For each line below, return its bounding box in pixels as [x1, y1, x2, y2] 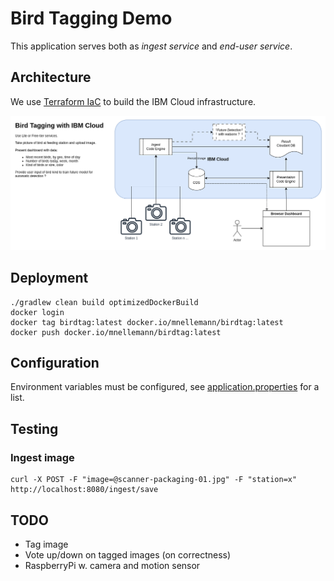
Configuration [10, 355, 100, 372]
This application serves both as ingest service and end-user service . [10, 40, 293, 52]
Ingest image [10, 450, 75, 464]
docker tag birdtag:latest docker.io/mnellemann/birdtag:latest [10, 317, 284, 327]
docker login [10, 307, 65, 317]
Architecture [10, 69, 92, 86]
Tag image [24, 538, 69, 550]
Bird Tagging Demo [10, 7, 173, 30]
